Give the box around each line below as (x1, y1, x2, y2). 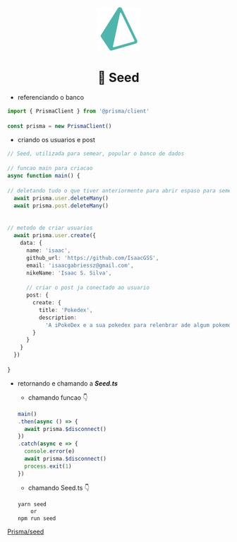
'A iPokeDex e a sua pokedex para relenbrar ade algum (44, 321, 210, 328)
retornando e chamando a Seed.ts (17, 379, 119, 388)
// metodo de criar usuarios (7, 224, 93, 232)
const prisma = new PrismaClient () (7, 122, 112, 129)
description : (38, 314, 78, 321)
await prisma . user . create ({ (13, 232, 97, 239)
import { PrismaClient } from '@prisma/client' (7, 108, 150, 115)
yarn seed (17, 500, 47, 508)
